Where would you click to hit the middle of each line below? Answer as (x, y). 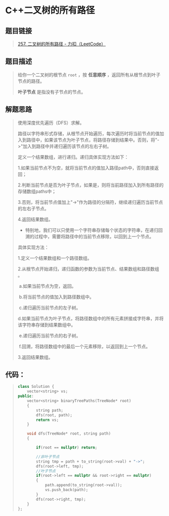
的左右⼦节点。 (33, 208)
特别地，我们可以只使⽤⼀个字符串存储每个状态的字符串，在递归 (92, 230)
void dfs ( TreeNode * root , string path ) (69, 434)
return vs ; (48, 420)
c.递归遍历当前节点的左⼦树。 (50, 308)
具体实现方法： (33, 247)
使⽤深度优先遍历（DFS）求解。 (51, 123)
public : (26, 396)
